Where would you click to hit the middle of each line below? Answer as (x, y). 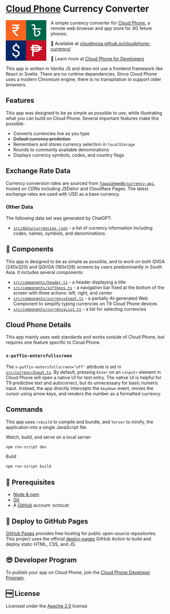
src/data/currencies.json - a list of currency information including (83, 228)
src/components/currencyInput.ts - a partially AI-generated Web (80, 298)
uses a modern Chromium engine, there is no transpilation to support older (83, 79)
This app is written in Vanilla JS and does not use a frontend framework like (84, 68)
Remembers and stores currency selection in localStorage (74, 144)
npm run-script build (29, 466)
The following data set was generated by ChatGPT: (59, 218)
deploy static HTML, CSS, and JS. (41, 544)
